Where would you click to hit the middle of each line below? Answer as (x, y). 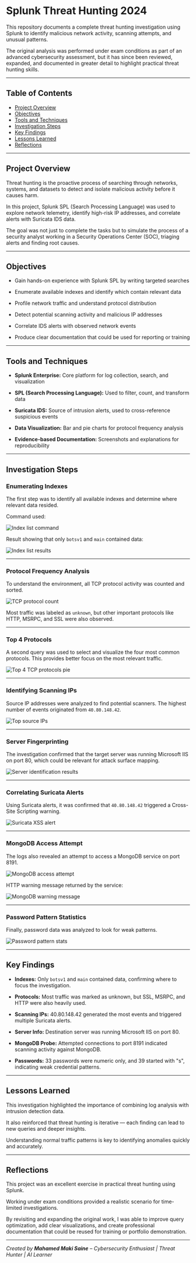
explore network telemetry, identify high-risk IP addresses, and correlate (93, 212)
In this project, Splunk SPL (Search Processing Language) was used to (91, 207)
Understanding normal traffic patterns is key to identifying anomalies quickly (98, 1140)
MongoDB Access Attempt (44, 843)
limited (14, 1208)
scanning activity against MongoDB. (58, 1049)
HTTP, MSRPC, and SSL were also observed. (60, 619)
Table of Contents (39, 93)
